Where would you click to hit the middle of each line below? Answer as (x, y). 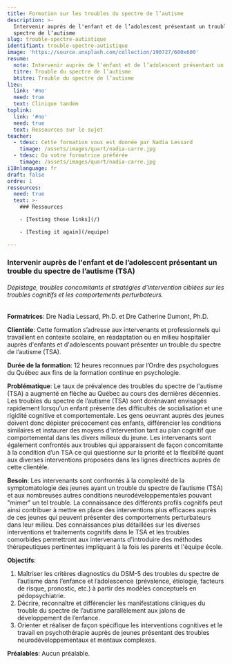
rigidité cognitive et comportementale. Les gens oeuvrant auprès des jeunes (116, 415)
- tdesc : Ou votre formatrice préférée (71, 156)
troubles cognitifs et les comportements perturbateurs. (85, 295)
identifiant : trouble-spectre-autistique (68, 46)
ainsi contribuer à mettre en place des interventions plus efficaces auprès (112, 509)
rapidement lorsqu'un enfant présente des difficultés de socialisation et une (115, 408)
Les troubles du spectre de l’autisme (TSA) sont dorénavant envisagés (107, 401)
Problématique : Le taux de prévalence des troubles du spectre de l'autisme (115, 386)
